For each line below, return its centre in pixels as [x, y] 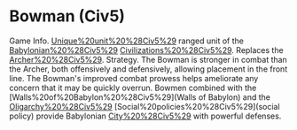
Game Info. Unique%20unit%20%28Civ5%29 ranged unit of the [126, 41]
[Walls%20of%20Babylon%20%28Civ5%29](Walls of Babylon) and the [140, 97]
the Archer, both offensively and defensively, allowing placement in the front [148, 69]
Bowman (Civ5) [67, 16]
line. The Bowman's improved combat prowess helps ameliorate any [134, 78]
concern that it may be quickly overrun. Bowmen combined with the [133, 88]
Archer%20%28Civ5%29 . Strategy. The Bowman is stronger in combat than [148, 59]
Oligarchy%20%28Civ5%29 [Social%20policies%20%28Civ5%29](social [145, 106]
